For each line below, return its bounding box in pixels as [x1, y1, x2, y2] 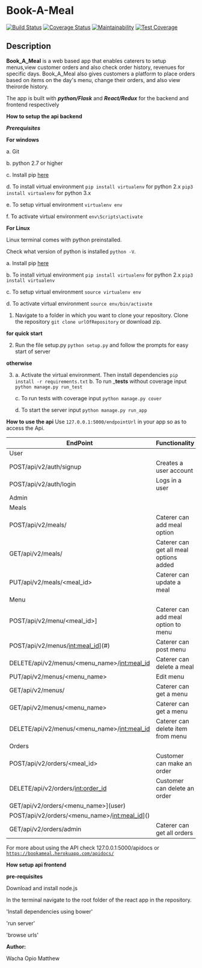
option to [156, 620, 182, 629]
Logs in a [156, 476, 182, 484]
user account [156, 466, 194, 475]
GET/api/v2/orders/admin [9, 825, 82, 833]
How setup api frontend [6, 861, 67, 868]
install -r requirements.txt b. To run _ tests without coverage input [14, 377, 187, 385]
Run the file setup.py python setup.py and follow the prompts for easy [14, 341, 189, 348]
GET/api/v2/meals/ [9, 549, 63, 557]
